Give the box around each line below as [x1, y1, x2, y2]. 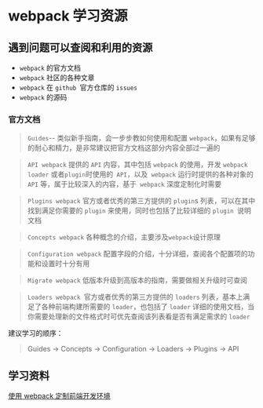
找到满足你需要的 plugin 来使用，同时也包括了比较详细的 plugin [27, 206, 234, 216]
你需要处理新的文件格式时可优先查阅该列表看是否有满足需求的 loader [27, 311, 250, 322]
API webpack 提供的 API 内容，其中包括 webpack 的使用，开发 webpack [27, 160, 248, 169]
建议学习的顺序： [8, 329, 64, 338]
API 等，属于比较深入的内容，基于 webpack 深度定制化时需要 [27, 180, 222, 189]
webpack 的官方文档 [19, 64, 81, 72]
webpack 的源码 [19, 93, 68, 102]
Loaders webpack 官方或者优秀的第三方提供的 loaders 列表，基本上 [27, 292, 243, 302]
